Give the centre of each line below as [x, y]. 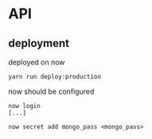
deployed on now [37, 62]
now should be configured [51, 91]
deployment [39, 43]
